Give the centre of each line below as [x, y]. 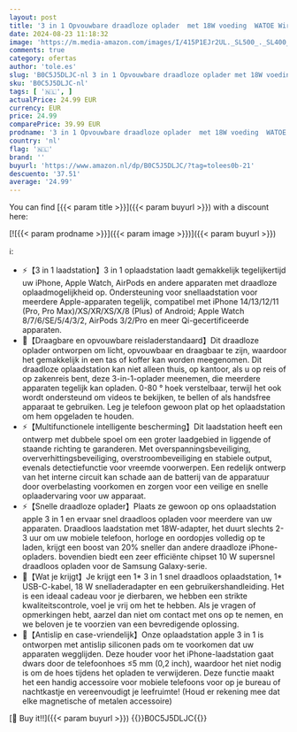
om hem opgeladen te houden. [78, 416]
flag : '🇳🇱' [31, 149]
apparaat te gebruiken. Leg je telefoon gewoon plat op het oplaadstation [153, 407]
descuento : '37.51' [45, 173]
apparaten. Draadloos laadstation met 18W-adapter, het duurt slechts [148, 528]
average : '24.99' [41, 182]
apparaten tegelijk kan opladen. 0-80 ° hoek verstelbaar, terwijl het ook [152, 388]
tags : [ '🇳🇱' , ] [41, 91]
